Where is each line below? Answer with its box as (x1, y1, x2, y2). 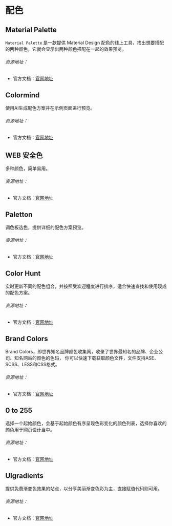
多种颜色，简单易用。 (5, 165, 50, 172)
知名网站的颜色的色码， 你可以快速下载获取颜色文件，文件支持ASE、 (14, 355, 159, 361)
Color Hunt (5, 269, 41, 278)
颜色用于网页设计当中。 (5, 427, 55, 433)
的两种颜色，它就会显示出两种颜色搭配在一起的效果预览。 (5, 46, 126, 52)
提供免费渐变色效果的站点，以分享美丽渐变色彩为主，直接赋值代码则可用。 (5, 486, 162, 492)
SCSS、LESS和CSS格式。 (5, 362, 60, 368)
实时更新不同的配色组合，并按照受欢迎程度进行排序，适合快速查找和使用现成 (5, 283, 167, 289)
